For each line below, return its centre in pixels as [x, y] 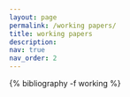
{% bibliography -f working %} [65, 83]
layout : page [33, 17]
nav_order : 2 [33, 58]
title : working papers [51, 34]
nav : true [27, 50]
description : [33, 42]
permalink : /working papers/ [63, 26]
